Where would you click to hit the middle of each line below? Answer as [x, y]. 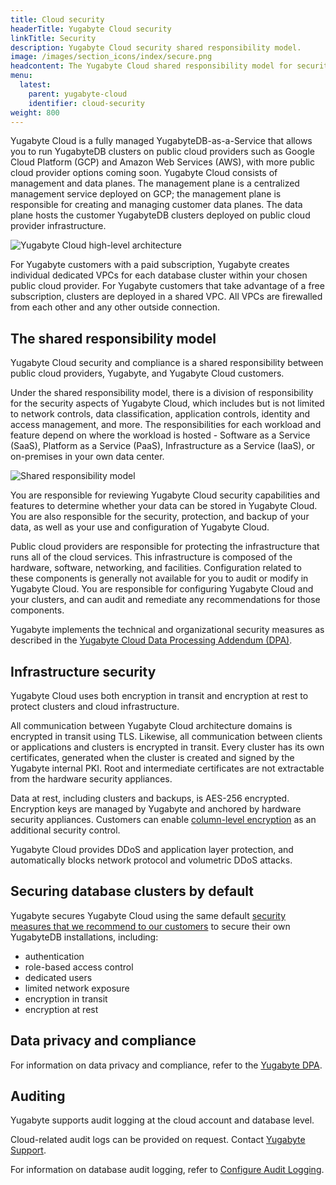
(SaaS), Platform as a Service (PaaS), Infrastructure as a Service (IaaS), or [163, 446]
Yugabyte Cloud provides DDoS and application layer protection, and [152, 849]
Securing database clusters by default [132, 891]
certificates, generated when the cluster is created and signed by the [152, 757]
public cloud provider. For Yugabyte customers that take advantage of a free [167, 286]
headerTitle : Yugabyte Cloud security [91, 29]
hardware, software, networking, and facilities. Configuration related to [156, 568]
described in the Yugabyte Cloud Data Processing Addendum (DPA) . [151, 640]
